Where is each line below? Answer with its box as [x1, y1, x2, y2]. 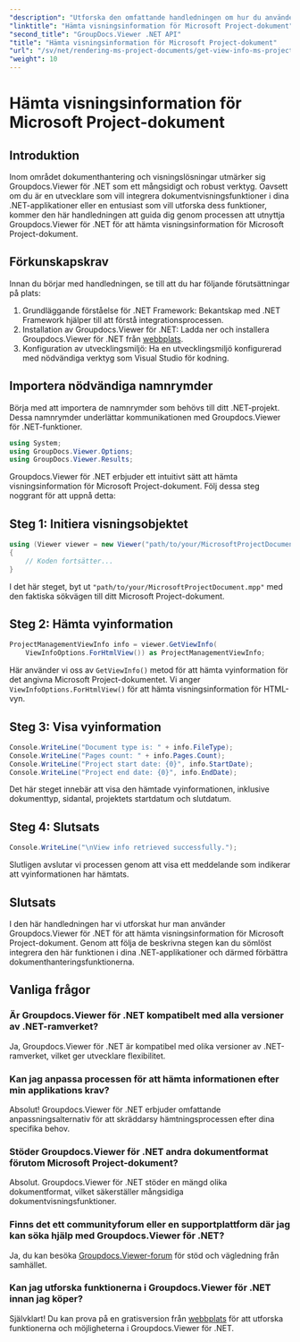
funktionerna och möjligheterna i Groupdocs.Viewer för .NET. [9, 1322, 235, 1333]
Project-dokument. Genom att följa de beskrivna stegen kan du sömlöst [9, 937, 272, 948]
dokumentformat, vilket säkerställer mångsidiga [9, 1186, 185, 1197]
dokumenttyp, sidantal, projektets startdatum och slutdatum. [9, 794, 232, 804]
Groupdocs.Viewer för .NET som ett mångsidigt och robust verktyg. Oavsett [9, 181, 288, 191]
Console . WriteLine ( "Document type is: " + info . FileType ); [9, 743, 234, 752]
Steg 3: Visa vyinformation [9, 719, 162, 735]
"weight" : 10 [9, 55, 58, 64]
